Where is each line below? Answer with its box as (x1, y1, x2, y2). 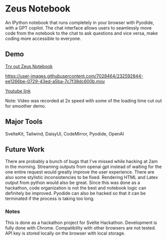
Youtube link (5, 88, 31, 94)
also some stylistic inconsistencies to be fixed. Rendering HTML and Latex (5, 174, 158, 180)
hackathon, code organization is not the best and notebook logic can (5, 185, 147, 191)
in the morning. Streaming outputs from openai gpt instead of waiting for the (5, 163, 162, 170)
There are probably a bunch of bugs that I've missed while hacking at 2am (5, 158, 158, 164)
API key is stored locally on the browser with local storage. (5, 230, 126, 236)
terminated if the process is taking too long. (5, 195, 95, 201)
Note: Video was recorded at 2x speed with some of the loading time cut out (5, 97, 162, 103)
